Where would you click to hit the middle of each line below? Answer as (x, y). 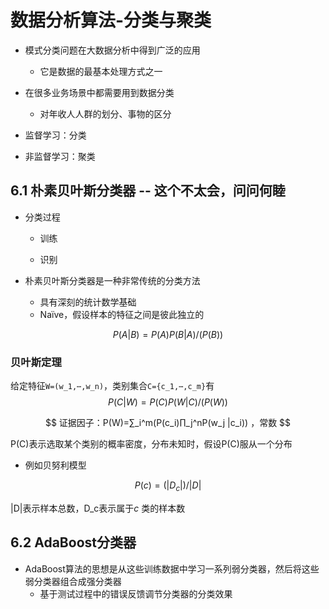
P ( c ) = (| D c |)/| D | (168, 486)
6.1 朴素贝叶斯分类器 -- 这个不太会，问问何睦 (148, 191)
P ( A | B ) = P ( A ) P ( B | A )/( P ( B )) (168, 334)
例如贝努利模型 (55, 465)
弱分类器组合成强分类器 (73, 581)
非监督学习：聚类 (60, 156)
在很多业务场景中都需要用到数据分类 (99, 92)
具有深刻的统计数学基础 (88, 302)
